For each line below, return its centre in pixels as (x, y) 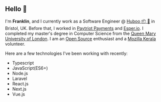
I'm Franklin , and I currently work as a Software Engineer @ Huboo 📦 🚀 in (80, 21)
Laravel (20, 78)
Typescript (23, 63)
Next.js (19, 89)
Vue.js (19, 94)
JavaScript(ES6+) (30, 68)
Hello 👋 (16, 9)
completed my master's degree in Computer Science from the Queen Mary (80, 33)
